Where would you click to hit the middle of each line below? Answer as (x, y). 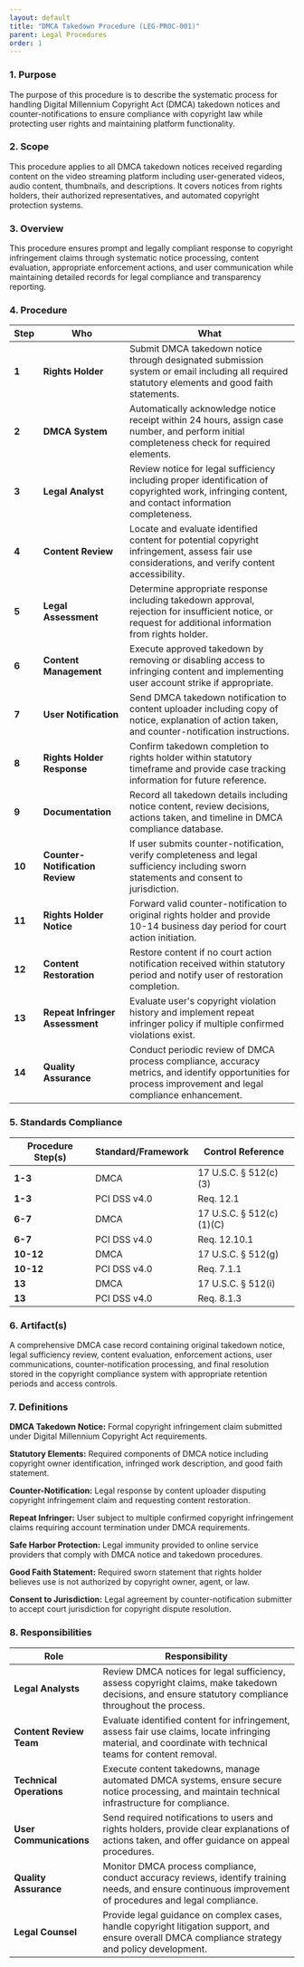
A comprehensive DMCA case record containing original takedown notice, (147, 1345)
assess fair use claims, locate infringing (186, 1731)
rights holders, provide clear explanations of (196, 1828)
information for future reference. (198, 780)
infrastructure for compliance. (166, 1802)
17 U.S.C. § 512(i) (237, 1283)
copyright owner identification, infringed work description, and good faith (146, 1463)
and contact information (180, 503)
